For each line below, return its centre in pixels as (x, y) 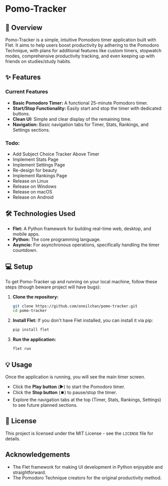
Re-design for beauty (35, 170)
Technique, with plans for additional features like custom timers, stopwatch (83, 51)
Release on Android (33, 197)
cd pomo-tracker (30, 311)
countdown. (25, 250)
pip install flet (31, 330)
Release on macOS (32, 191)
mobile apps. (26, 234)
